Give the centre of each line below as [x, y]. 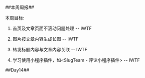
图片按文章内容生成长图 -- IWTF [45, 39]
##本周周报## [20, 7]
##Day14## [17, 70]
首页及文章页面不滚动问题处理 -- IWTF [52, 28]
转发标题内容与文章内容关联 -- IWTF [50, 49]
